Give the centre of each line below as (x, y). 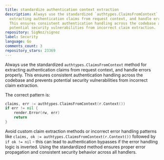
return (20, 117)
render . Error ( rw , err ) (37, 113)
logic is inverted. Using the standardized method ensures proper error (75, 147)
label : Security (21, 37)
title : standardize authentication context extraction (62, 10)
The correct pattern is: (28, 95)
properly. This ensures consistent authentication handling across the (74, 75)
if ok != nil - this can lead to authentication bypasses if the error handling (82, 141)
